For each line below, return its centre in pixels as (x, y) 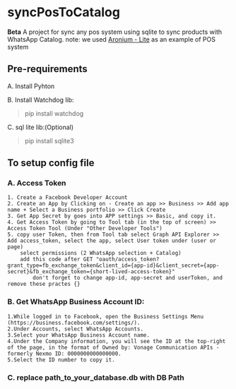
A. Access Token (37, 183)
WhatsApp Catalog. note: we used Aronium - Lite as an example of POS (111, 39)
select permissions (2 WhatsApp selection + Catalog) (101, 253)
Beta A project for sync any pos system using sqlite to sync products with (115, 32)
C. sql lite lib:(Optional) (41, 127)
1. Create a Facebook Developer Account (68, 198)
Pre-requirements (48, 69)
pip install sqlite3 (49, 140)
